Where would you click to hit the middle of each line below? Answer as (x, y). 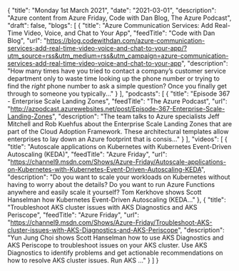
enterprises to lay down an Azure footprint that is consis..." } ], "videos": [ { (117, 139)
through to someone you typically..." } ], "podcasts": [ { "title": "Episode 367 (119, 93)
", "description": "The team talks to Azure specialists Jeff (136, 116)
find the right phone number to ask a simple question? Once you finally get (117, 86)
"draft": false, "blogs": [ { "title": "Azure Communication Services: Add (110, 25)
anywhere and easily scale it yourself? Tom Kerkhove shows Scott (105, 192)
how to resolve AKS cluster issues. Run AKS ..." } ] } (83, 260)
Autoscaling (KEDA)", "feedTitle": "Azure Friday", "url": (87, 154)
